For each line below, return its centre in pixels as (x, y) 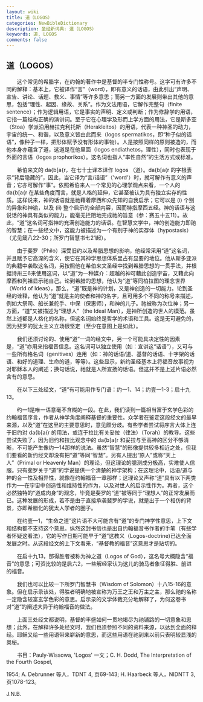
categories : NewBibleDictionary (47, 23)
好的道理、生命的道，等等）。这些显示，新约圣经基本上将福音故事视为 (108, 361)
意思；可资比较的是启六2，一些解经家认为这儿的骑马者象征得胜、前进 (105, 563)
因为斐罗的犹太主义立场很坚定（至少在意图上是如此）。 (74, 326)
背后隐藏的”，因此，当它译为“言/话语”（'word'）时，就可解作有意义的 (101, 177)
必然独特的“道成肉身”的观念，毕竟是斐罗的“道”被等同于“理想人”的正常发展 (98, 493)
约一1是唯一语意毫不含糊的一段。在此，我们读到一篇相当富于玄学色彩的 (105, 410)
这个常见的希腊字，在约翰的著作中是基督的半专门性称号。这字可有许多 (104, 81)
